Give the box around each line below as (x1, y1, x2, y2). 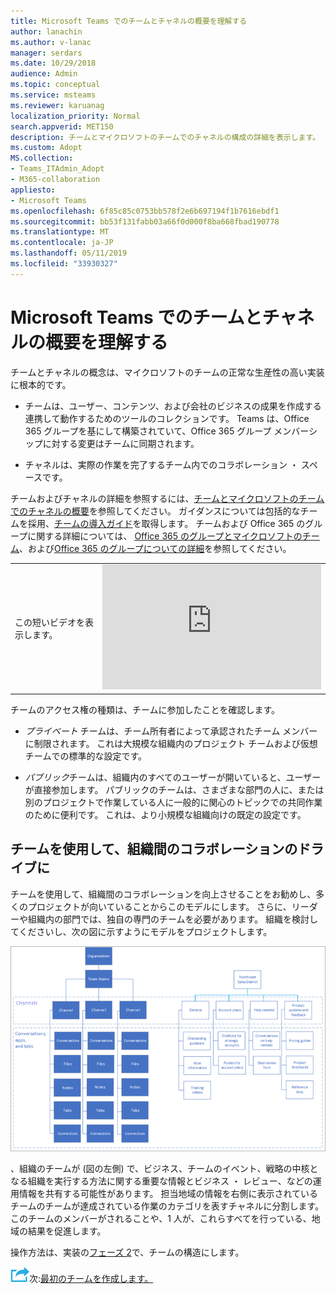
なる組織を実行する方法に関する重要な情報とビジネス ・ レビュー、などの (10, 1175, 313, 1187)
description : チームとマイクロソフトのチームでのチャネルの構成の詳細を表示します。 (10, 132, 321, 142)
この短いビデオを (14, 616, 85, 628)
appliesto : (10, 185, 56, 195)
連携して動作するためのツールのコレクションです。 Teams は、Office (24, 412, 310, 424)
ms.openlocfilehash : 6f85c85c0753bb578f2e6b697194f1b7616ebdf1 (10, 206, 280, 216)
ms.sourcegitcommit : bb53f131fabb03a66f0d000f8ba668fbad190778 (10, 216, 280, 227)
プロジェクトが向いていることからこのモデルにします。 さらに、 (27, 900, 292, 912)
